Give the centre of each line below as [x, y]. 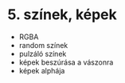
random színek [43, 45]
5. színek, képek [62, 15]
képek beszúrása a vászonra [66, 62]
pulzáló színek [43, 53]
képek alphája [42, 70]
